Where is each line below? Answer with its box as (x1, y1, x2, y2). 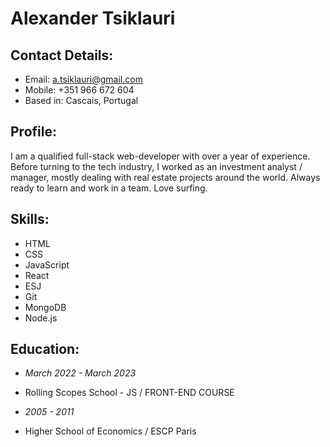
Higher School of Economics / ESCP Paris (24, 425, 197, 437)
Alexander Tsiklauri (10, 7, 176, 30)
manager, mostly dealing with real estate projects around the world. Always (10, 171, 321, 183)
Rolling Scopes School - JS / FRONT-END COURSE (24, 387, 235, 399)
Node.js (24, 312, 58, 324)
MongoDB (24, 301, 67, 313)
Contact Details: (10, 47, 114, 64)
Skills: (10, 211, 50, 228)
